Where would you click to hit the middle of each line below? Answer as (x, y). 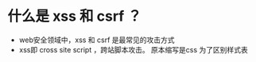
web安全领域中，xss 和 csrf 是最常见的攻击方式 (97, 40)
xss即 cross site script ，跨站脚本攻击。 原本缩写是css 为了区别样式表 (133, 49)
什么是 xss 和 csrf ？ (75, 16)
